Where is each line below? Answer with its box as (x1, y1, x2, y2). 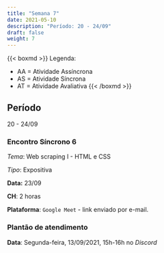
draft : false (7, 29, 44, 36)
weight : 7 (7, 36, 36, 42)
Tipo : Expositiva (7, 165, 53, 174)
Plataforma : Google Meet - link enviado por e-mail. (7, 206, 149, 214)
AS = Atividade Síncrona (16, 75, 86, 83)
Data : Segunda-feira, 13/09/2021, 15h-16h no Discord (7, 238, 157, 246)
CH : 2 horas (7, 192, 41, 200)
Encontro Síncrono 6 (7, 137, 77, 146)
